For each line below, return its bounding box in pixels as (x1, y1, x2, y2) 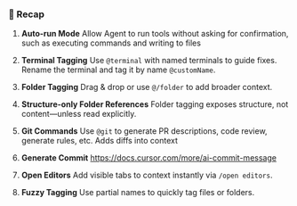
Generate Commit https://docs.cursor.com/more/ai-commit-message (20, 152, 277, 163)
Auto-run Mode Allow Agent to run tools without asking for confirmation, (20, 29, 289, 39)
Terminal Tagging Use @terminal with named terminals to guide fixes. (20, 55, 277, 66)
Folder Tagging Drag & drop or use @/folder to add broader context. (20, 82, 273, 93)
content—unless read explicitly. (20, 109, 137, 119)
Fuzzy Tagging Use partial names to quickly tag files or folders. (20, 187, 255, 198)
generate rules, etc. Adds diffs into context (20, 136, 179, 146)
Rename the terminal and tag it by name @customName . (20, 64, 216, 75)
